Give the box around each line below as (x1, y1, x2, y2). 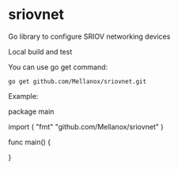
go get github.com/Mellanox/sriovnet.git (8, 77, 147, 85)
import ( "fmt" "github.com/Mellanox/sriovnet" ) (8, 122, 164, 131)
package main (8, 107, 55, 116)
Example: (8, 91, 39, 100)
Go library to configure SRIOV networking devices (8, 32, 171, 41)
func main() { (8, 137, 51, 147)
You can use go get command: (8, 62, 108, 72)
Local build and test (8, 47, 73, 56)
